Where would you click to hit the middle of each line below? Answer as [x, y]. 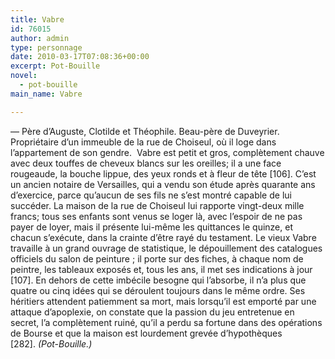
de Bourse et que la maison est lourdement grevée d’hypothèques [146, 333]
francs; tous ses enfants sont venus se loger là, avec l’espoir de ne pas [156, 216]
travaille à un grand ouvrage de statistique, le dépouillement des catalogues [166, 248]
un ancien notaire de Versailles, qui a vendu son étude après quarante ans [163, 184]
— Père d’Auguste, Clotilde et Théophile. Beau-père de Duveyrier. [145, 131]
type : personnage [46, 47]
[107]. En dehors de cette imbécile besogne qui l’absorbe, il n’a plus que [158, 280]
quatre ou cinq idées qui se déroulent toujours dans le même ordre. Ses [158, 290]
